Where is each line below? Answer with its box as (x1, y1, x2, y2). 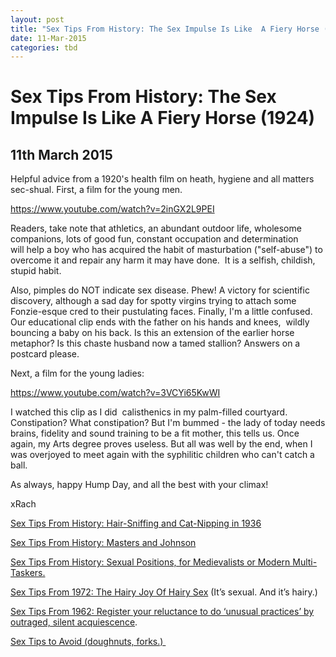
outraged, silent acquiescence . (10, 616, 138, 628)
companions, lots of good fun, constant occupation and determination (10, 233, 299, 245)
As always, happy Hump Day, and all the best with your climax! (10, 479, 269, 491)
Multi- (292, 556, 318, 568)
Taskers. (10, 567, 46, 579)
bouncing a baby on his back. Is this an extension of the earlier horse (10, 327, 295, 339)
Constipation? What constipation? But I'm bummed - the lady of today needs (10, 417, 326, 429)
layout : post (10, 14, 65, 25)
